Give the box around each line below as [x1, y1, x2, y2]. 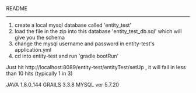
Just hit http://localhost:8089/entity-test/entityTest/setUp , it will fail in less [6, 64, 186, 70]
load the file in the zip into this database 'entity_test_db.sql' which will [14, 28, 182, 34]
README [6, 5, 28, 12]
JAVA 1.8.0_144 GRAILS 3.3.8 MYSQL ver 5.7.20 [6, 81, 120, 88]
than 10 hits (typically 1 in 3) [6, 70, 73, 77]
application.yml [14, 46, 51, 53]
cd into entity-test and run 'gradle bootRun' [14, 52, 119, 59]
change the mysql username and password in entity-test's [14, 40, 155, 47]
